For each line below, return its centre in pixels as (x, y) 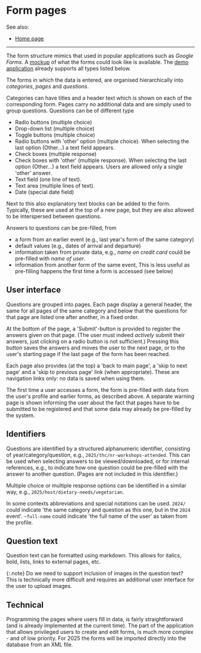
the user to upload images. (39, 586)
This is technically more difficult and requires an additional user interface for (100, 580)
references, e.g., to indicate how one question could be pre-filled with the (97, 467)
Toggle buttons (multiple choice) (55, 134)
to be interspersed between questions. (54, 216)
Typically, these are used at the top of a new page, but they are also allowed (100, 210)
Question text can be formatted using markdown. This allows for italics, (94, 556)
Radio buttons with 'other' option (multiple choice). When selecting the (102, 141)
